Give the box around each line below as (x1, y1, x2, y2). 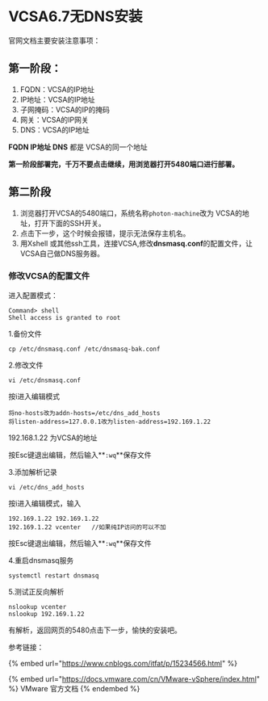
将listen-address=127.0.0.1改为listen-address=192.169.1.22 (8, 418, 211, 426)
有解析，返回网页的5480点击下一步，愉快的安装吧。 (8, 625, 182, 635)
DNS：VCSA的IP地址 (19, 124, 90, 134)
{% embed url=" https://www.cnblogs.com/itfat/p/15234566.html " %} (8, 658, 238, 668)
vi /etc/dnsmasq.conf (8, 376, 82, 384)
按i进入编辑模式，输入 (8, 498, 82, 508)
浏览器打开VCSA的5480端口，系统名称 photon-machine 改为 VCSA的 (19, 208, 242, 218)
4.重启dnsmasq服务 (8, 555, 74, 565)
